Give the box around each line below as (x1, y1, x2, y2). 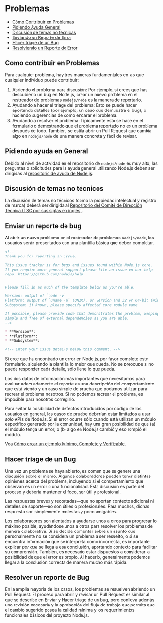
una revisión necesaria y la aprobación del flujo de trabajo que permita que (5, 602, 155, 607)
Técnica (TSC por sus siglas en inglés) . (5, 208, 83, 214)
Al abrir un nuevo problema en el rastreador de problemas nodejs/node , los (5, 235, 154, 241)
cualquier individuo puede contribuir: (5, 77, 79, 83)
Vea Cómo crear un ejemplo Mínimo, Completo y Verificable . (5, 441, 126, 447)
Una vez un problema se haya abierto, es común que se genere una (5, 468, 141, 474)
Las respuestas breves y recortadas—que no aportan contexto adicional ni (5, 498, 154, 504)
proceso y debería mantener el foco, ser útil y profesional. (5, 489, 121, 495)
